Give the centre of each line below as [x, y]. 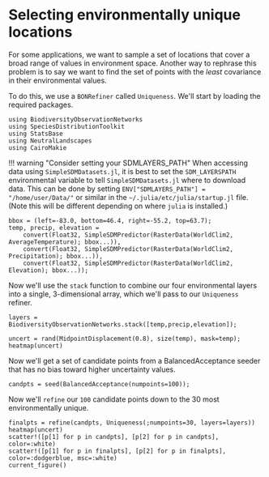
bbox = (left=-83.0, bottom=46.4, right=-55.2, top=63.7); [110, 220]
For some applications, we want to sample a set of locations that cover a [129, 54]
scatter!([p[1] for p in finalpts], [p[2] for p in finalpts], [117, 451]
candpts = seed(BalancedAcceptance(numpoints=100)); [99, 384]
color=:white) [32, 444]
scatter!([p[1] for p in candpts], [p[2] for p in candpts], [114, 437]
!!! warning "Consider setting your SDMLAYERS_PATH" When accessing [128, 163]
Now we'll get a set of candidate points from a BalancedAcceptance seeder [134, 360]
